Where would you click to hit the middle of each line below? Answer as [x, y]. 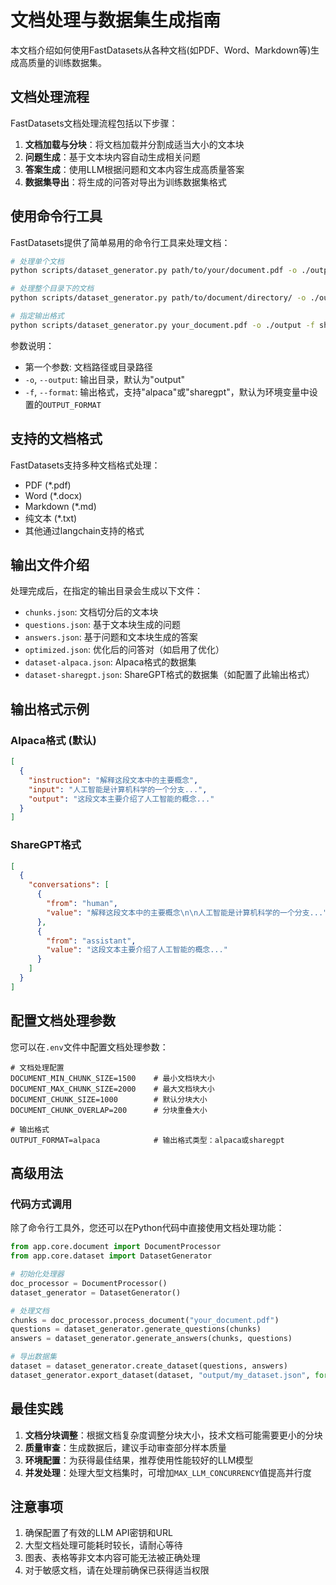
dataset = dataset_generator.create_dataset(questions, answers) [149, 1366]
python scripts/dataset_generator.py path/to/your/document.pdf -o [154, 271]
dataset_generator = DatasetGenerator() [96, 1292]
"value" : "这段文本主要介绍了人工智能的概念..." [137, 950]
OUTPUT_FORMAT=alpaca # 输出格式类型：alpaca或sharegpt [147, 1140]
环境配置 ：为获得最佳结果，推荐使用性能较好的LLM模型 [139, 1460]
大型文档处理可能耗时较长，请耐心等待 [103, 1545]
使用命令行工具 [56, 216]
